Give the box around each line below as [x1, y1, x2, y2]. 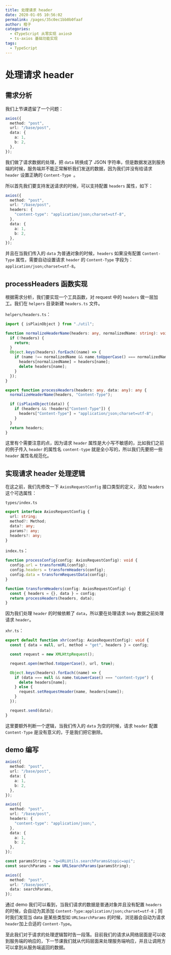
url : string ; [10, 514, 38, 519]
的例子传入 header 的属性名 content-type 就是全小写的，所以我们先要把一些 [5, 446, 163, 453]
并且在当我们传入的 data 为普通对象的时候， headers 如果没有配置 [5, 250, 141, 256]
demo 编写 [5, 745, 39, 754]
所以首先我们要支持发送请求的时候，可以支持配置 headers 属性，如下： [5, 183, 153, 189]
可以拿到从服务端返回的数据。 [5, 944, 68, 950]
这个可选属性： [5, 490, 37, 496]
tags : [5, 41, 17, 46]
